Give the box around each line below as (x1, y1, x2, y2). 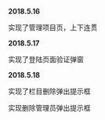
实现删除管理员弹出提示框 (8, 104, 91, 112)
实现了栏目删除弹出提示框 (8, 86, 91, 96)
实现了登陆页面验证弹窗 (8, 55, 84, 64)
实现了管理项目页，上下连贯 (8, 23, 98, 32)
